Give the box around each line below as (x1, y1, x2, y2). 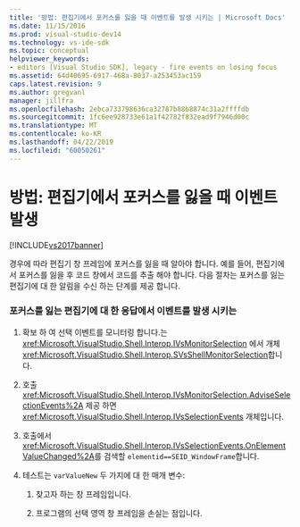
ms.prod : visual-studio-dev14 (9, 29, 122, 38)
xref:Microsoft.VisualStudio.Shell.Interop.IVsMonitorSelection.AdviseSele (21, 389, 291, 400)
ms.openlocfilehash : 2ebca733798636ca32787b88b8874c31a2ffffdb (9, 105, 250, 113)
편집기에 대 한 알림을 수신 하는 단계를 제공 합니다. (9, 280, 181, 291)
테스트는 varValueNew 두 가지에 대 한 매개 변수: (21, 470, 186, 481)
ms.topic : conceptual (9, 46, 90, 55)
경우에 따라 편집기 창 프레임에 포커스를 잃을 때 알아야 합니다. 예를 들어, (9, 258, 254, 269)
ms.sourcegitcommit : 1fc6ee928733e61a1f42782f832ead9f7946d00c (9, 113, 250, 121)
